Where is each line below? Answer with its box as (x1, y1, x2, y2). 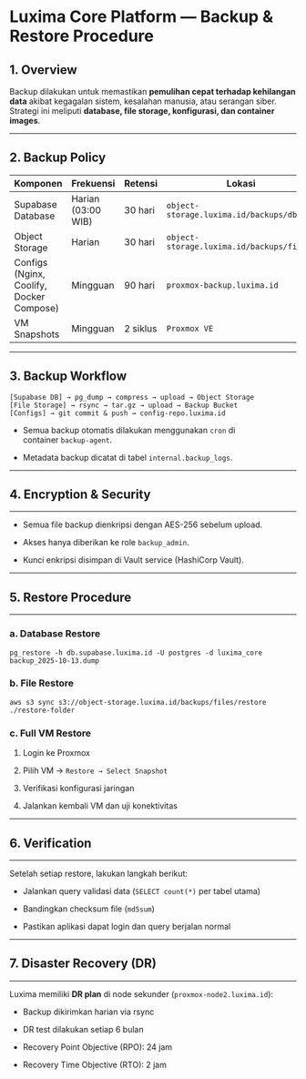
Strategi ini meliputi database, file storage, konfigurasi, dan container (9, 106, 275, 116)
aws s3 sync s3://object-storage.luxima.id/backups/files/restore (9, 697, 267, 707)
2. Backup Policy (9, 150, 107, 166)
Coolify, (14, 279, 47, 291)
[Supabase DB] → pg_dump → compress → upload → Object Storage (9, 392, 255, 402)
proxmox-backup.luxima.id (166, 280, 280, 290)
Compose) (14, 301, 59, 314)
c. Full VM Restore (9, 727, 92, 739)
